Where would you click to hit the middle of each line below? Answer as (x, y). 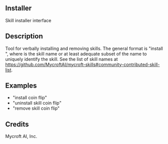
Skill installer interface (28, 20)
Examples (21, 86)
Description (24, 37)
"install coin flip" (30, 98)
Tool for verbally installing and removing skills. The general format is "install (84, 48)
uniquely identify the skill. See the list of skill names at (61, 59)
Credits (17, 124)
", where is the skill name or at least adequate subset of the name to (76, 54)
